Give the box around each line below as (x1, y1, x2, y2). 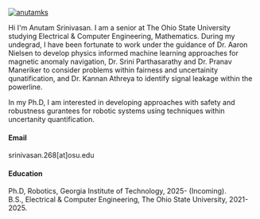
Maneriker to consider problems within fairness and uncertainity (8, 65, 219, 75)
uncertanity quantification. (8, 115, 95, 123)
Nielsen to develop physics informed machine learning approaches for (8, 49, 239, 57)
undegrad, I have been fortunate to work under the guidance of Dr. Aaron (8, 40, 248, 49)
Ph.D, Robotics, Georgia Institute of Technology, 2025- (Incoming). (8, 186, 227, 196)
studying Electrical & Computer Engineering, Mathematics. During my (8, 32, 235, 41)
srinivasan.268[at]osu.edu (8, 151, 95, 160)
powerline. (8, 82, 43, 92)
